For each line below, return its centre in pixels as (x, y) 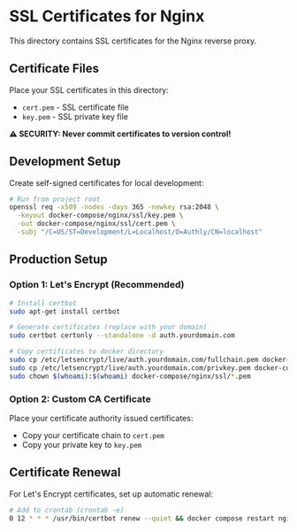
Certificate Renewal (65, 472)
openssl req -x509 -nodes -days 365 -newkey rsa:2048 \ (114, 207)
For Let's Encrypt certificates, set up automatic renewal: (111, 494)
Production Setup (58, 260)
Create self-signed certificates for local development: (107, 182)
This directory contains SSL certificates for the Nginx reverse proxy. (133, 41)
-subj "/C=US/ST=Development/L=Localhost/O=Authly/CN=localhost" (140, 232)
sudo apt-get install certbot (65, 312)
